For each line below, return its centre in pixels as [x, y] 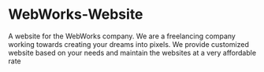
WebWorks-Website [76, 14]
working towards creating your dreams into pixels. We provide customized [129, 44]
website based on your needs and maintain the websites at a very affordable [132, 52]
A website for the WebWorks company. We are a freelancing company [122, 36]
